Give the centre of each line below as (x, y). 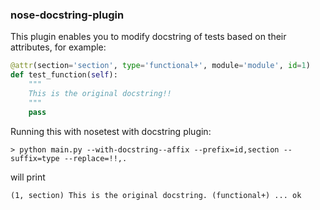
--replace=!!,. (95, 158)
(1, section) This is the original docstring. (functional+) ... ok (156, 195)
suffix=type (35, 158)
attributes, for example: (58, 47)
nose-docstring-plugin (67, 15)
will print (28, 177)
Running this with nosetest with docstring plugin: (111, 131)
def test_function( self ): (64, 75)
